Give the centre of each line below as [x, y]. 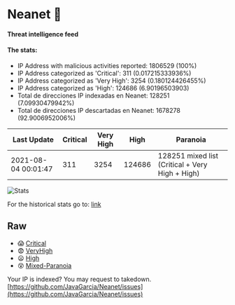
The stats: [22, 50]
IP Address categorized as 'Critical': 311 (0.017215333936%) [104, 73]
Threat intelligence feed [43, 34]
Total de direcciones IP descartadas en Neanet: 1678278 [99, 110]
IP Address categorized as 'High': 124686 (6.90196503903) [103, 88]
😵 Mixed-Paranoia [44, 265]
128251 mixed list [188, 156]
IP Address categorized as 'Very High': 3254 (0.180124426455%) [112, 81]
